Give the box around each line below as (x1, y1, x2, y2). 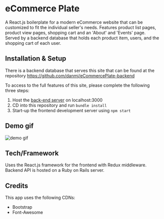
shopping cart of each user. (5, 40, 62, 46)
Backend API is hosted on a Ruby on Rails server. (5, 167, 105, 173)
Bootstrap (12, 204, 33, 210)
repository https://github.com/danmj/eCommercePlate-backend (5, 72, 135, 79)
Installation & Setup (5, 55, 66, 63)
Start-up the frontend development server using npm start (12, 107, 131, 113)
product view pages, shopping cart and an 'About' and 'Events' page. (5, 30, 146, 35)
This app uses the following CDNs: (5, 195, 75, 201)
